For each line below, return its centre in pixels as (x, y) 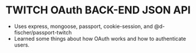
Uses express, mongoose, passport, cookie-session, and (83, 26)
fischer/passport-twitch (43, 32)
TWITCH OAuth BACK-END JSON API (98, 10)
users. (22, 45)
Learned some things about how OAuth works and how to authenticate (100, 38)
